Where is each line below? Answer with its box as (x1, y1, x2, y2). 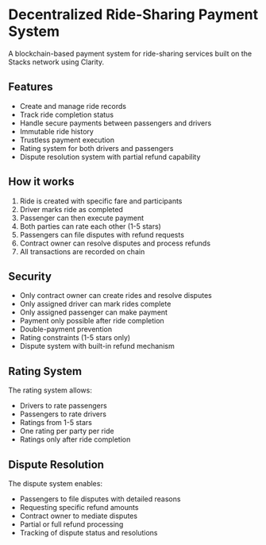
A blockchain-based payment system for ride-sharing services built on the (8, 48, 253, 58)
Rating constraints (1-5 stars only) (19, 333, 131, 342)
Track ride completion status (19, 110, 114, 119)
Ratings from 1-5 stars (19, 418, 93, 427)
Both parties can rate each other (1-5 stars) (19, 221, 161, 231)
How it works (8, 175, 75, 188)
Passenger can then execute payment (19, 213, 145, 222)
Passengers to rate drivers (19, 409, 107, 419)
